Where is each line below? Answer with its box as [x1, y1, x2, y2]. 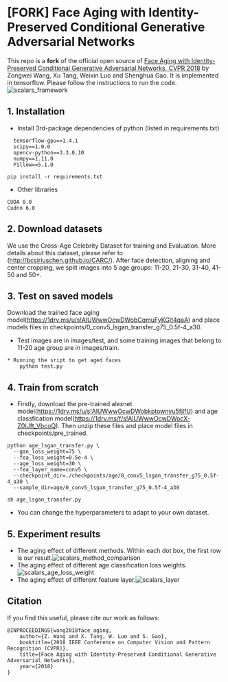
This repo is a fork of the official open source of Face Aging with [7, 56, 190, 64]
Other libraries [16, 185, 58, 193]
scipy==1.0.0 [13, 143, 51, 150]
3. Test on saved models [7, 290, 113, 302]
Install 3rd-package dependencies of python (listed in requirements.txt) [16, 124, 220, 132]
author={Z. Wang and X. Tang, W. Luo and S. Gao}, [19, 633, 168, 639]
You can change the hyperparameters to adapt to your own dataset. [16, 508, 209, 517]
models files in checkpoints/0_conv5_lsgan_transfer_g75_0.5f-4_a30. [7, 323, 203, 331]
